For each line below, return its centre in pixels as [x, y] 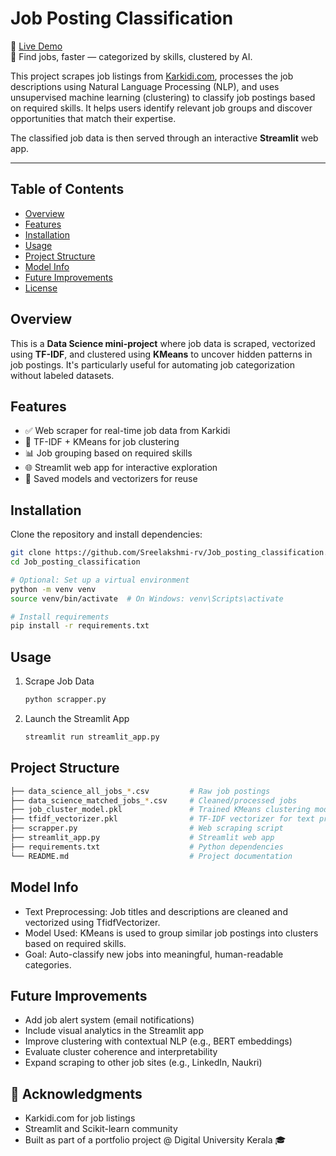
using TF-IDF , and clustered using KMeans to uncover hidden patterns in [161, 354]
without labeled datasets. [62, 375]
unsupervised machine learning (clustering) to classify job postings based [163, 97]
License [41, 288]
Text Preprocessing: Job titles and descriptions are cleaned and [156, 911]
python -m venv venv [53, 589]
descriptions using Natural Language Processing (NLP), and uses [145, 86]
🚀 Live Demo [36, 46]
